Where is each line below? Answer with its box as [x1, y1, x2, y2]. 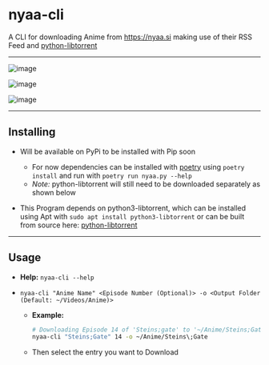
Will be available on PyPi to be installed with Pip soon [19, 146, 196, 156]
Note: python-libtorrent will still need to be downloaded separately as [31, 178, 261, 189]
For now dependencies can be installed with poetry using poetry [31, 162, 245, 171]
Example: [31, 310, 64, 319]
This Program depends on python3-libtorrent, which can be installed [19, 203, 247, 213]
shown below [31, 187, 76, 197]
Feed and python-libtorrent [8, 40, 98, 50]
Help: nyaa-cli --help [19, 272, 94, 282]
